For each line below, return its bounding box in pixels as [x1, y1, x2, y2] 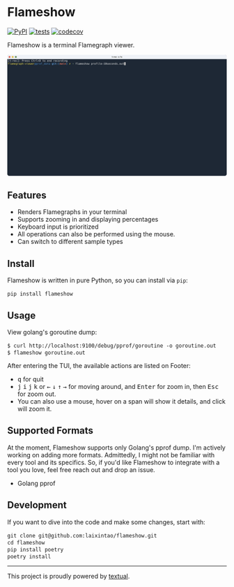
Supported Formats [7, 425, 94, 436]
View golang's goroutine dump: [7, 328, 97, 336]
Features [7, 189, 47, 201]
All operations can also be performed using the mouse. [17, 230, 175, 238]
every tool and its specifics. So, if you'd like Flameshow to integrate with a [7, 458, 220, 466]
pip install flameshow [7, 291, 73, 298]
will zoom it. [17, 404, 52, 413]
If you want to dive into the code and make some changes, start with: [7, 517, 205, 526]
